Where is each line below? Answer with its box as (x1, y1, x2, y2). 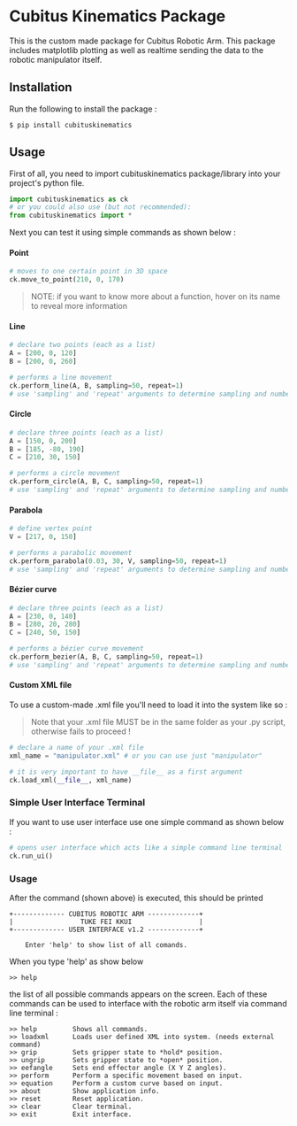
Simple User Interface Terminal (9, 797, 146, 809)
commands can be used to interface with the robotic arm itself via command (9, 998, 287, 1008)
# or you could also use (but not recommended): (9, 203, 192, 212)
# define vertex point (9, 524, 93, 533)
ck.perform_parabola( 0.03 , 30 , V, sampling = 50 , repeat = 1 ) (9, 556, 227, 566)
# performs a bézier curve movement (9, 644, 144, 653)
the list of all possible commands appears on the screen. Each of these (9, 989, 268, 999)
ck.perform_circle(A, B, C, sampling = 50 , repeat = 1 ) (9, 477, 203, 486)
